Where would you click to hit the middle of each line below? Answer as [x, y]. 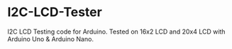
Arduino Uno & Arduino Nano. [51, 38]
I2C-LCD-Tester [55, 12]
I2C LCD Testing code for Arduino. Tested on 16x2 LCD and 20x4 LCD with [116, 31]
